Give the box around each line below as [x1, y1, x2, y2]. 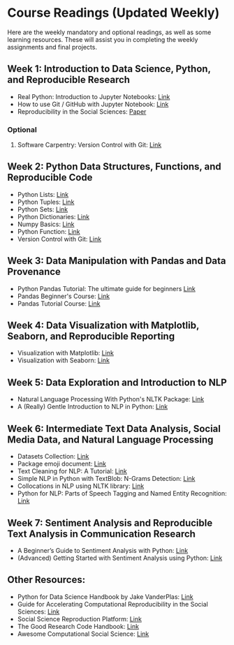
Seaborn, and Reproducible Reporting [7, 330, 175, 343]
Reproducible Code [7, 172, 93, 184]
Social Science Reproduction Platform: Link [17, 614, 142, 623]
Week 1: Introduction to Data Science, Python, [7, 63, 211, 75]
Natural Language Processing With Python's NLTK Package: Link [17, 395, 205, 403]
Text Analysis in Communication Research [7, 528, 196, 540]
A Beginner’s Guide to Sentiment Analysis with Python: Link [17, 546, 189, 554]
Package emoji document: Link [17, 459, 107, 468]
